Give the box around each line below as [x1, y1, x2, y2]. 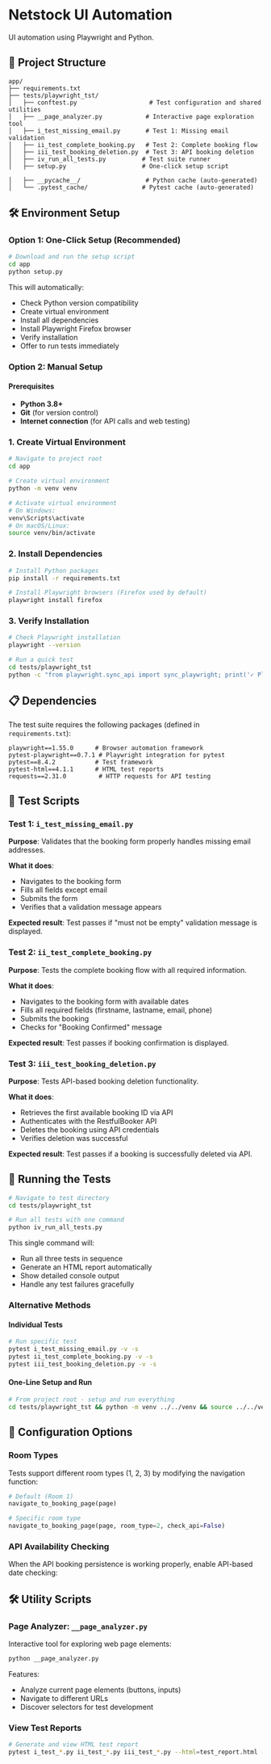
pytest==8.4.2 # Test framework [8, 758, 153, 766]
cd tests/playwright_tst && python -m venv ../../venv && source [8, 1403, 232, 1411]
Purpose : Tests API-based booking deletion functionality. [8, 1076, 199, 1086]
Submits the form [19, 894, 78, 903]
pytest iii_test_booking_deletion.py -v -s [8, 1360, 157, 1368]
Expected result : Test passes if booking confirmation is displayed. [8, 1038, 229, 1047]
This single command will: [8, 1238, 95, 1248]
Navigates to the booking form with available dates [19, 996, 190, 1006]
